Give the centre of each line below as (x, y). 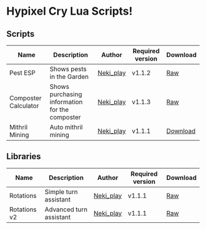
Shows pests (68, 69)
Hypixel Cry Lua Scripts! (70, 11)
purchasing (66, 94)
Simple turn (61, 192)
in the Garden (69, 77)
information (66, 102)
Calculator (24, 106)
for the (59, 110)
